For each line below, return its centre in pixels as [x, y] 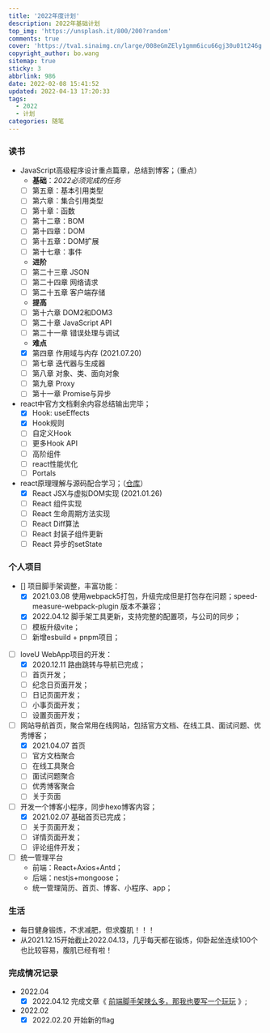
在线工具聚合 [53, 766]
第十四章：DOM [59, 231]
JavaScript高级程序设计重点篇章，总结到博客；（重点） [111, 170]
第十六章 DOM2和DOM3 [72, 312]
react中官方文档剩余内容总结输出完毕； [85, 404]
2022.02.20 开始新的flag [73, 1020]
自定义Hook [52, 433]
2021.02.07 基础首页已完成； [80, 817]
